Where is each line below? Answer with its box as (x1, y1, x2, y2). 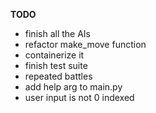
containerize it (24, 49, 85, 61)
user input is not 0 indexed (24, 92, 135, 103)
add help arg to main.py (24, 81, 123, 93)
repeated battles (24, 70, 93, 82)
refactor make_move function (24, 39, 147, 50)
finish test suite (24, 60, 88, 71)
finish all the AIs (24, 28, 91, 39)
